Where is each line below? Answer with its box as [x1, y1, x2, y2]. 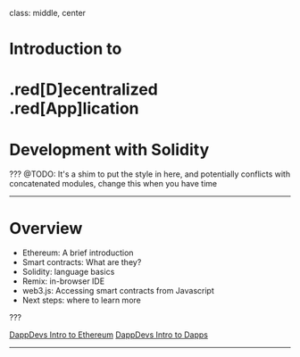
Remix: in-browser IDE [21, 276, 105, 286]
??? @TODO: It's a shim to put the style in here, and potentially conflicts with [9, 169, 291, 179]
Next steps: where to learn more [21, 295, 141, 306]
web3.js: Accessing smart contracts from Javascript [21, 286, 214, 296]
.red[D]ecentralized [9, 79, 159, 100]
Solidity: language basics [21, 267, 115, 278]
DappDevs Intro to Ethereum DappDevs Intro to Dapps [9, 329, 208, 340]
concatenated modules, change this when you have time [9, 178, 217, 189]
